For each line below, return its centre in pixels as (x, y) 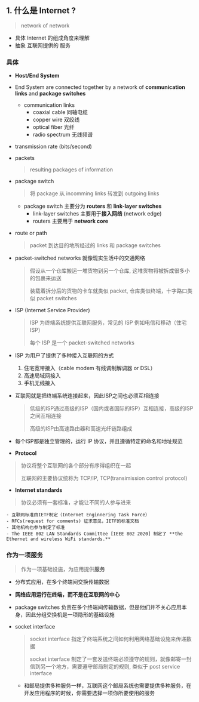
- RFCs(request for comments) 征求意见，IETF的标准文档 (73, 521)
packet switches (57, 298)
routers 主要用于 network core (71, 221)
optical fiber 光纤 (53, 127)
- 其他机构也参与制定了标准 (36, 528)
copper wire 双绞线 (56, 120)
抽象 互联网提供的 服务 (42, 45)
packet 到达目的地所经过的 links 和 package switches (95, 245)
